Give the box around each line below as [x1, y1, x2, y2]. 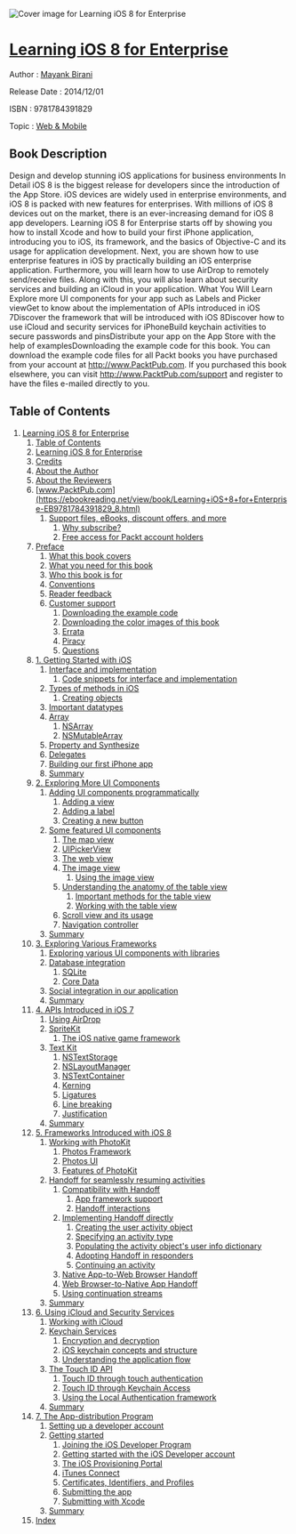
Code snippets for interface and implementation [61, 673, 237, 684]
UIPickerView [61, 844, 111, 854]
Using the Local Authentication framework [61, 1392, 217, 1402]
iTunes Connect [61, 1467, 120, 1478]
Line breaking [61, 1099, 113, 1110]
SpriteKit [48, 1023, 81, 1034]
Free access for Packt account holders [61, 531, 204, 542]
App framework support [75, 1193, 164, 1204]
